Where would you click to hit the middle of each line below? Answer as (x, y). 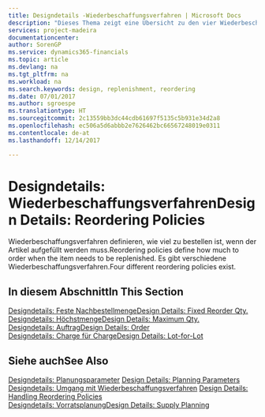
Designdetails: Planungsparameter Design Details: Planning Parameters (124, 380)
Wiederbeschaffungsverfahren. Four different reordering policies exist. (122, 267)
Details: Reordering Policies (112, 220)
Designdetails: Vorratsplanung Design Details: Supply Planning (109, 405)
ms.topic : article (38, 60)
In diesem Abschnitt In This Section (96, 292)
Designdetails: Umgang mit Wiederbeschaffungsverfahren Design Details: (128, 389)
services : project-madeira (52, 30)
